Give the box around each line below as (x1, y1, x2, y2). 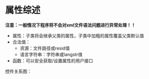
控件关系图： (5, 68, 31, 74)
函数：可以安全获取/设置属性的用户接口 (12, 57, 93, 63)
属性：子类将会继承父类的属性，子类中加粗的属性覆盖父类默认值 (12, 32, 144, 38)
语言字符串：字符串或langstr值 (19, 51, 82, 57)
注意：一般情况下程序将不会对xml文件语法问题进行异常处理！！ (5, 22, 136, 28)
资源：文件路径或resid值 (19, 45, 70, 51)
